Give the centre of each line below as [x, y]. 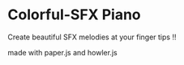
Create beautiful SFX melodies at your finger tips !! [92, 37]
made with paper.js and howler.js [63, 52]
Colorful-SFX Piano [74, 15]
